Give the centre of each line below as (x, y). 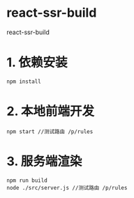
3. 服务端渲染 (44, 161)
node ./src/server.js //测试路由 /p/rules (67, 188)
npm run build (27, 180)
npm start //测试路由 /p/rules (50, 131)
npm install (24, 82)
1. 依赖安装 (37, 62)
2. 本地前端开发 (51, 111)
